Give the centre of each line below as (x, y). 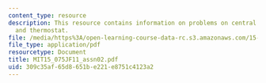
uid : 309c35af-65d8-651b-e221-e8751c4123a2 (81, 67)
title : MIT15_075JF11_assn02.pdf (63, 60)
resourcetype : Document (47, 52)
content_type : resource (47, 15)
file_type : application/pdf (55, 45)
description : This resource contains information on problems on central (133, 23)
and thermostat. (42, 30)
